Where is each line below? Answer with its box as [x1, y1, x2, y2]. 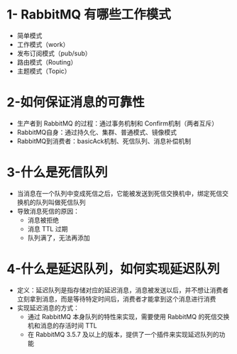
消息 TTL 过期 [27, 224, 68, 233]
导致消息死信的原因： [16, 206, 79, 215]
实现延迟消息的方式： [16, 303, 79, 312]
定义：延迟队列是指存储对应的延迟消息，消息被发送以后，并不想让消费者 [16, 285, 228, 294]
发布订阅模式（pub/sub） [16, 49, 92, 57]
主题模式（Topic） [16, 67, 72, 75]
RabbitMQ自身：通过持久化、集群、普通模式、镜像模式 [16, 128, 177, 136]
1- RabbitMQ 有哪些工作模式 [6, 6, 171, 23]
